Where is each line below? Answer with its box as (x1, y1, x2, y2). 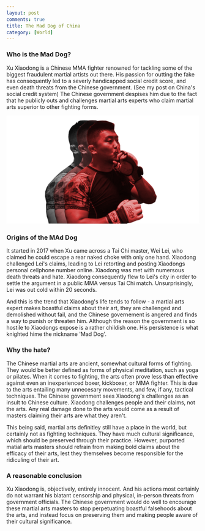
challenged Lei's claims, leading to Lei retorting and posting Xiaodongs (6, 260, 185, 267)
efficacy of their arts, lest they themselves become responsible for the (6, 450, 184, 457)
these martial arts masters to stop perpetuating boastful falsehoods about (6, 505, 192, 512)
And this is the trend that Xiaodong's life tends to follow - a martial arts (6, 298, 185, 305)
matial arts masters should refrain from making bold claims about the (6, 443, 181, 450)
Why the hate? (6, 346, 51, 354)
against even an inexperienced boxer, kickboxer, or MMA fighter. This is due (6, 379, 198, 387)
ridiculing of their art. (6, 456, 59, 463)
